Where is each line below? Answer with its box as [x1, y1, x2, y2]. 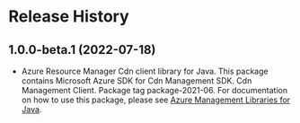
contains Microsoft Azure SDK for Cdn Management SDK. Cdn [21, 75, 252, 86]
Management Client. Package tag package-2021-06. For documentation [21, 85, 288, 95]
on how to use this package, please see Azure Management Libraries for [21, 94, 291, 105]
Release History [8, 6, 129, 27]
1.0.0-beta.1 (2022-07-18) [8, 42, 156, 57]
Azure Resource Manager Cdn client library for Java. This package [21, 66, 269, 76]
